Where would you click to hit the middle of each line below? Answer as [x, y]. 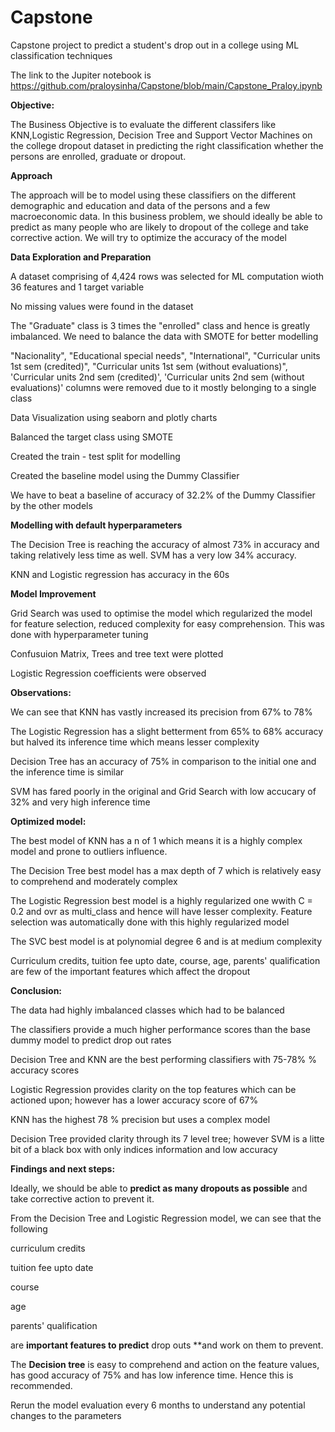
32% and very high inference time [80, 802]
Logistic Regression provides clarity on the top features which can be [153, 1089]
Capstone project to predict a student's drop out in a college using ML [155, 45]
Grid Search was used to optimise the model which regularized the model [161, 613]
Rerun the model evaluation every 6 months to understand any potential [158, 1405]
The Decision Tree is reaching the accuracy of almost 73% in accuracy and [165, 544]
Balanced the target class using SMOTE [92, 437]
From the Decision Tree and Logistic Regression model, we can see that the [166, 1218]
